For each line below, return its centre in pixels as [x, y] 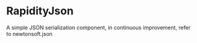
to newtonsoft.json [30, 33]
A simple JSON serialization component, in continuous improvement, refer [98, 27]
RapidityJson [40, 11]
